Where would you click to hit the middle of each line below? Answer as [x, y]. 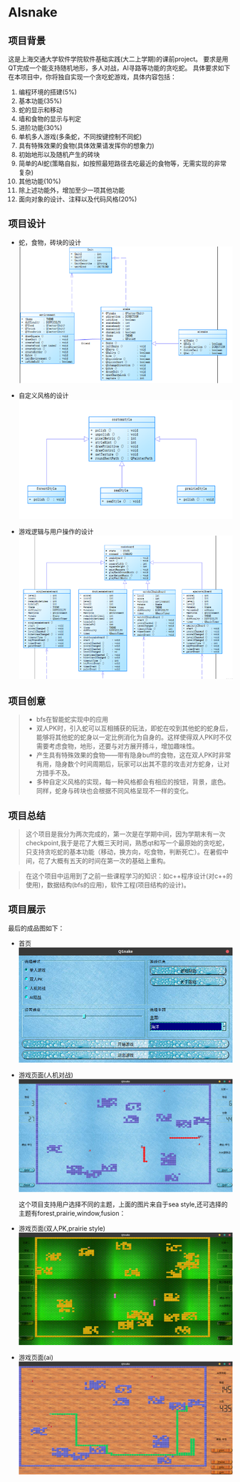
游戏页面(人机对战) [46, 1074]
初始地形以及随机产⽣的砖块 [59, 155]
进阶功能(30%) [40, 128]
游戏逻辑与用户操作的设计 [56, 531]
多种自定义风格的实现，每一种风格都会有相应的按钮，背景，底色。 [133, 782]
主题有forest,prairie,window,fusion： [72, 1213]
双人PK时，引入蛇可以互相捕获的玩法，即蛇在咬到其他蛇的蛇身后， [134, 728]
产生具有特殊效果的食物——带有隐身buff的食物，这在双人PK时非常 [134, 755]
